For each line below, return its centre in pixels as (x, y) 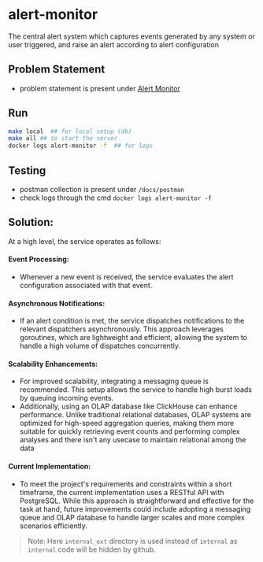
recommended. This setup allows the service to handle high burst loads (135, 390)
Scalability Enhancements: (53, 364)
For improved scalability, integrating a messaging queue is (114, 381)
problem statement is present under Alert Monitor (100, 88)
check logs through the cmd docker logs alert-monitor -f (116, 198)
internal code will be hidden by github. (91, 549)
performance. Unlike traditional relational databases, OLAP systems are (135, 415)
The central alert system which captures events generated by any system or (132, 36)
